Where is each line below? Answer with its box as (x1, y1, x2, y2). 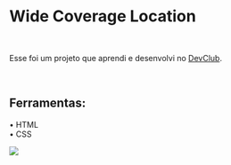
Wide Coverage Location (9, 6, 196, 27)
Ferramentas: (9, 96, 87, 111)
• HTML (9, 119, 38, 130)
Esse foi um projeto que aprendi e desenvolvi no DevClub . (9, 52, 223, 63)
